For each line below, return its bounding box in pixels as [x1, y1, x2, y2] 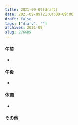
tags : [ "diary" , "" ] [5, 21, 48, 26]
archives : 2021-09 [5, 25, 43, 30]
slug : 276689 [5, 30, 32, 35]
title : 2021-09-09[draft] [5, 7, 58, 12]
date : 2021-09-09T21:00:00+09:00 [5, 12, 74, 17]
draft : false [5, 16, 32, 21]
